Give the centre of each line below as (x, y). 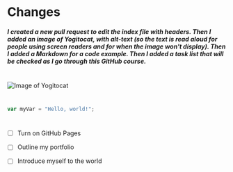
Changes (34, 12)
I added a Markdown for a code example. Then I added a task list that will (115, 53)
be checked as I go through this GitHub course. (77, 61)
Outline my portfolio (46, 147)
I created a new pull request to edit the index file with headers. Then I (109, 31)
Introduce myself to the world (59, 161)
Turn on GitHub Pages (49, 133)
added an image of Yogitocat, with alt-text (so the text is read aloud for (112, 39)
